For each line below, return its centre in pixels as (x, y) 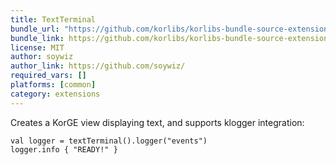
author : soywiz (42, 57)
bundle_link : (37, 38)
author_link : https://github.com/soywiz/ (98, 66)
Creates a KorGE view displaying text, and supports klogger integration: (157, 122)
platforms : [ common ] (53, 85)
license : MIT (37, 47)
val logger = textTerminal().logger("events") (109, 141)
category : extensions (55, 94)
